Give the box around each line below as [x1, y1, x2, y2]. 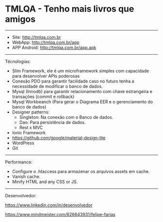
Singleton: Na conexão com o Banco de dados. [19, 114, 114, 120]
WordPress [12, 140, 34, 146]
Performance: [5, 159, 33, 165]
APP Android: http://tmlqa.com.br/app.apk [12, 45, 97, 50]
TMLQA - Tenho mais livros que [5, 3, 134, 15]
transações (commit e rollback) [12, 94, 75, 99]
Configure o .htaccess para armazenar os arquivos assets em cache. [12, 168, 150, 174]
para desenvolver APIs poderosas [12, 73, 80, 79]
